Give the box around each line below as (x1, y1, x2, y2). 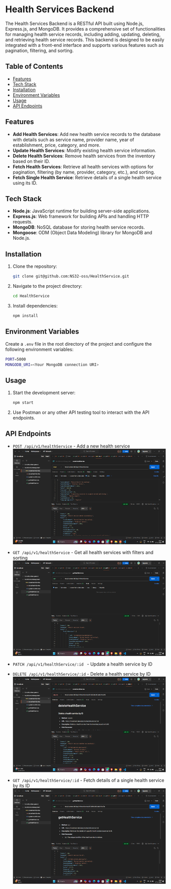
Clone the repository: (12, 263, 58, 269)
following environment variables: (5, 346, 74, 352)
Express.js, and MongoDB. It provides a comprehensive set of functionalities (5, 25, 165, 32)
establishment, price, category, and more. (12, 142, 101, 148)
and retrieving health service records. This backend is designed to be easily (5, 37, 164, 43)
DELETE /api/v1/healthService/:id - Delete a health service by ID (12, 671, 151, 677)
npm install (12, 313, 38, 318)
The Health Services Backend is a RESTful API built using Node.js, (5, 20, 144, 26)
